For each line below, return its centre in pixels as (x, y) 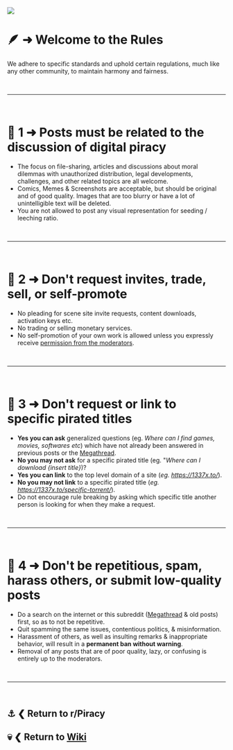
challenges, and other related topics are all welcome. (93, 181)
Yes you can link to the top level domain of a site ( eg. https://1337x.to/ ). (120, 475)
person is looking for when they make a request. (86, 504)
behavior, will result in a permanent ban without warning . (100, 644)
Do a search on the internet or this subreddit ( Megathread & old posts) (118, 614)
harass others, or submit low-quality (114, 580)
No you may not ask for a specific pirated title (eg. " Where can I (109, 460)
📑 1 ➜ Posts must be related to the (106, 133)
